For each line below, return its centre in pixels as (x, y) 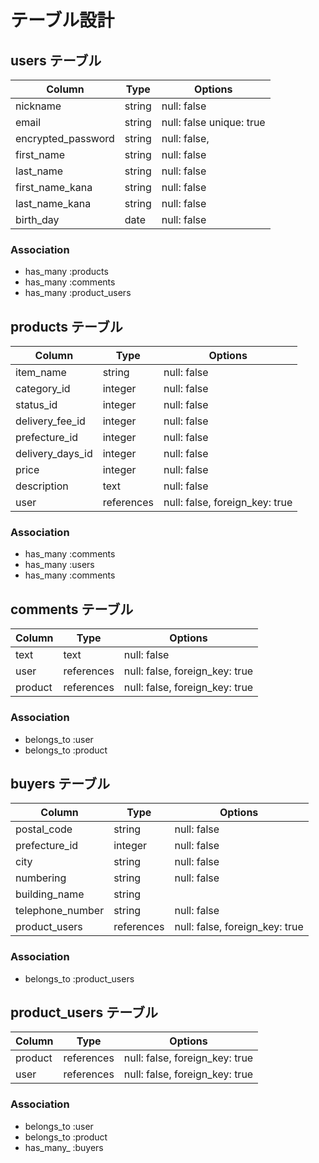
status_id (36, 405)
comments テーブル (72, 609)
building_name (50, 894)
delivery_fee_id (50, 421)
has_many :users (59, 565)
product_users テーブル (84, 1012)
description (42, 486)
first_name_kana (54, 187)
